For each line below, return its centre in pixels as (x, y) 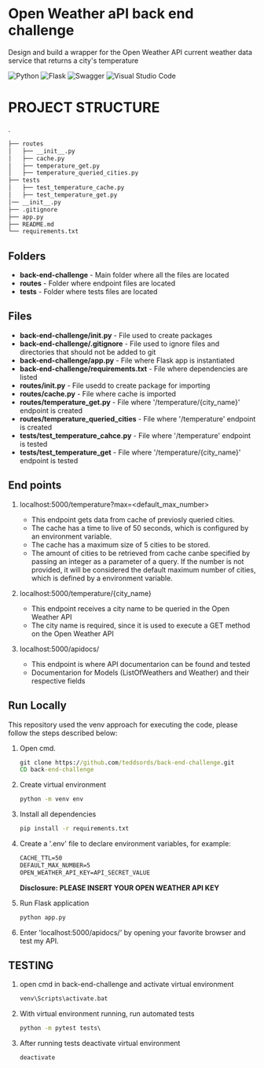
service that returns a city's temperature (73, 61)
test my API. (39, 941)
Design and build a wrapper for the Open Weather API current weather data (130, 52)
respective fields (58, 680)
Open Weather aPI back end (101, 14)
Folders (27, 256)
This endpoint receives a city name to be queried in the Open (130, 608)
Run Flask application (54, 903)
